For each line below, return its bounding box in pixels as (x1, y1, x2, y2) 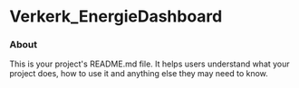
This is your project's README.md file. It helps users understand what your (9, 58, 290, 69)
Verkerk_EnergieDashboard (9, 6, 223, 27)
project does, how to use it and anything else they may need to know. (9, 68, 269, 79)
